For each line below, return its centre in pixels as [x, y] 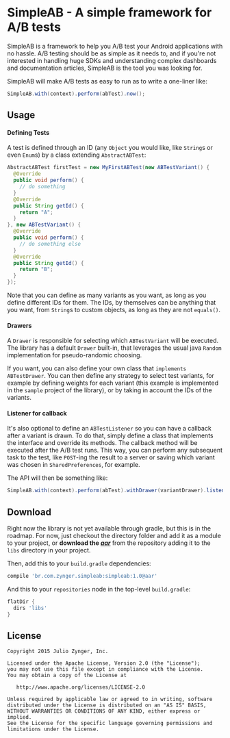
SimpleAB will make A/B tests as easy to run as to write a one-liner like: [107, 81]
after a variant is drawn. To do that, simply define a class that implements [110, 435]
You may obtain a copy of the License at [67, 676]
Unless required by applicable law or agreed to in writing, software [110, 700]
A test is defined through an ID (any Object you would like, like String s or [110, 148]
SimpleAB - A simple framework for [110, 13]
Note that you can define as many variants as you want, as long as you [107, 295]
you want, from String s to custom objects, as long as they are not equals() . [114, 310]
